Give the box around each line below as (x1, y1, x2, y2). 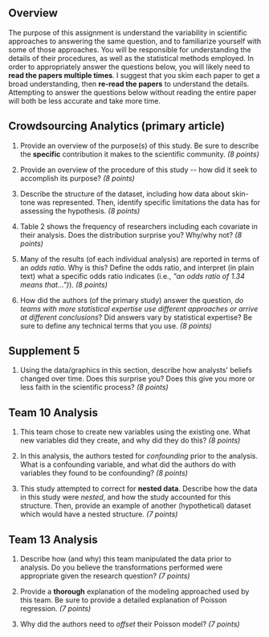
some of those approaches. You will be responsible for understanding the (8, 44, 251, 55)
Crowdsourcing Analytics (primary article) (8, 120, 225, 133)
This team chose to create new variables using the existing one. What (19, 427, 251, 437)
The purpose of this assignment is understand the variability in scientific (8, 27, 247, 37)
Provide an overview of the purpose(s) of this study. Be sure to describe (19, 141, 259, 150)
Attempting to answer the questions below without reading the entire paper (8, 88, 257, 97)
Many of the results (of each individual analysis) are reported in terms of (19, 254, 259, 263)
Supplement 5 (8, 345, 80, 358)
